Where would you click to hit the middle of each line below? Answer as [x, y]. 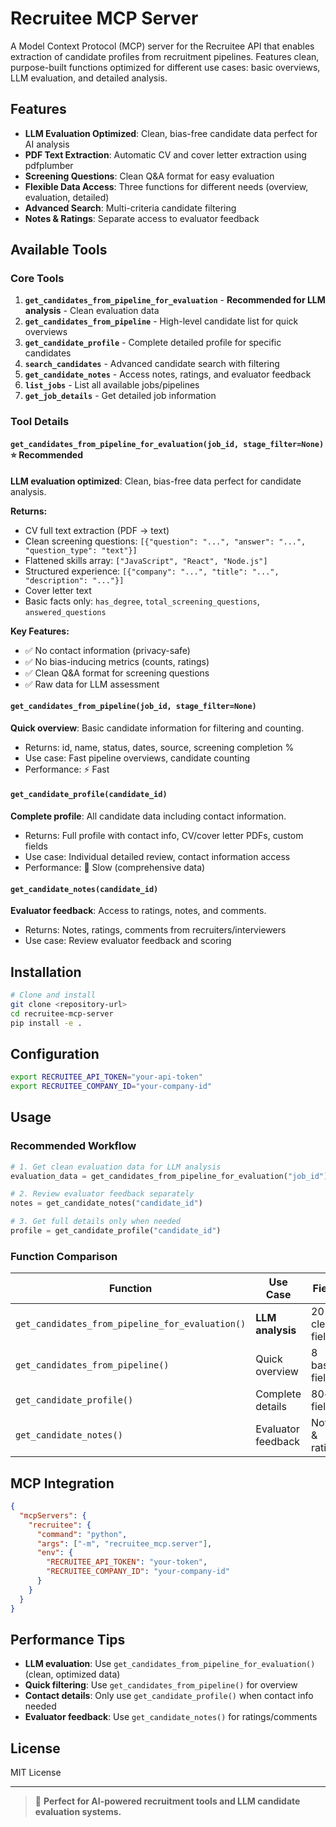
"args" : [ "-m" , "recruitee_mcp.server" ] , [124, 1543]
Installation [46, 972]
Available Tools [59, 250]
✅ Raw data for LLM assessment [92, 684]
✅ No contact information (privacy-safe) [107, 650]
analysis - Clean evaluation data [92, 311]
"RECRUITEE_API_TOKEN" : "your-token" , [127, 1562]
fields [36, 846]
